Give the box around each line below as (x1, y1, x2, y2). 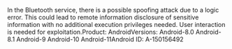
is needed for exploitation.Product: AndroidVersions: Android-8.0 (7, 28, 194, 36)
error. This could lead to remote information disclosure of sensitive (7, 13, 199, 21)
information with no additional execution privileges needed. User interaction (7, 21, 226, 28)
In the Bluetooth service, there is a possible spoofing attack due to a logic (7, 6, 219, 14)
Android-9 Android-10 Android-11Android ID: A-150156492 (16, 35, 184, 43)
